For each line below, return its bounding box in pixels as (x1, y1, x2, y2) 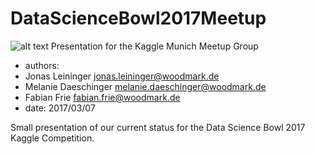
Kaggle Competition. (10, 132, 95, 144)
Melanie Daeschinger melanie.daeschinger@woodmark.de (24, 80, 267, 92)
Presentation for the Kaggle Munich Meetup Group (50, 40, 259, 52)
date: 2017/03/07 (24, 102, 96, 114)
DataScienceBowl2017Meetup (10, 7, 267, 30)
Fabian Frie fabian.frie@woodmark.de (24, 91, 181, 103)
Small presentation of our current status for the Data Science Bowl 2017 (10, 121, 306, 133)
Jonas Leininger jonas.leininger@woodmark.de (24, 70, 220, 82)
